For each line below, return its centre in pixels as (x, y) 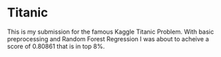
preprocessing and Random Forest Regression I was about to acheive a (108, 38)
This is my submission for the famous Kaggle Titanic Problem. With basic (111, 32)
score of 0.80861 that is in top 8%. (56, 46)
